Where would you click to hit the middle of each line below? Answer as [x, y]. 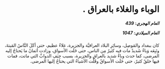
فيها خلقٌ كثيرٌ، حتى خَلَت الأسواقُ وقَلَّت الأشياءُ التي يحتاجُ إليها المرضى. [95, 61]
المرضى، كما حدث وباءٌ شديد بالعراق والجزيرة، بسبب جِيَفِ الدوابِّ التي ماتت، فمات [83, 56]
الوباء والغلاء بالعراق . [121, 9]
